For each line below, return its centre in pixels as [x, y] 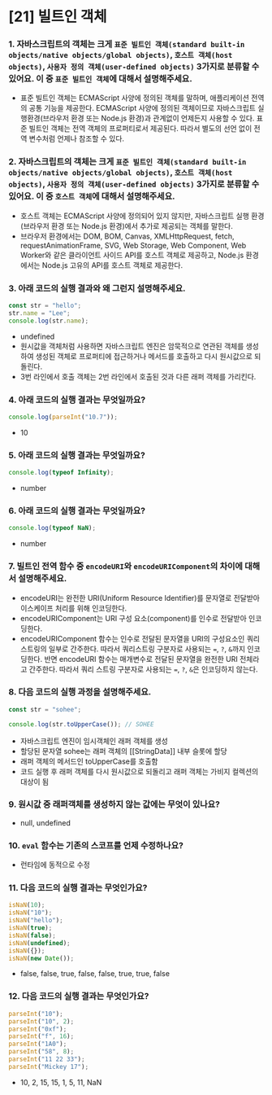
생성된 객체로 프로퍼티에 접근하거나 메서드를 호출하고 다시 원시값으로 [144, 356]
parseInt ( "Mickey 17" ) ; [49, 1067]
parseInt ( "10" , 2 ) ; [41, 1021]
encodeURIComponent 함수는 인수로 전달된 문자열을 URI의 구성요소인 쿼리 [140, 638]
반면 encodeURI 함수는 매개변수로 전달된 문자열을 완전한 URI [141, 659]
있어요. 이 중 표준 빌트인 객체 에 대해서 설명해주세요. [100, 79]
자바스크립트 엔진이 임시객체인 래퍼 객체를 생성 [94, 741]
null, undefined [45, 822]
